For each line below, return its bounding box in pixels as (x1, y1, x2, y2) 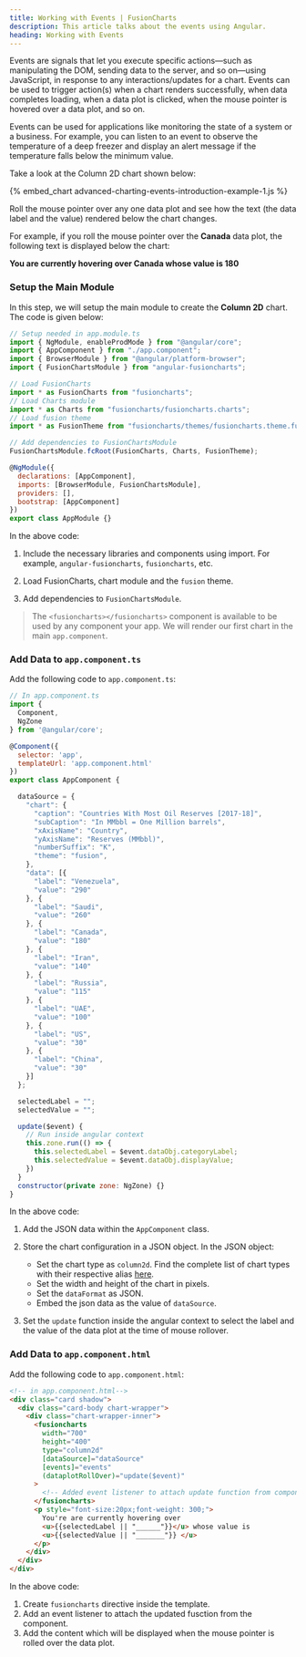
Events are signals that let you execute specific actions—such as (9, 56, 253, 67)
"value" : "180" (33, 937, 92, 946)
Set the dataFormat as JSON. (36, 1288, 144, 1300)
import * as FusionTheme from (9, 421, 125, 431)
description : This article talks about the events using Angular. (9, 22, 267, 31)
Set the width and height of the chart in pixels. (36, 1279, 209, 1289)
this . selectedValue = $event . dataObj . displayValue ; (33, 1155, 234, 1165)
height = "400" (42, 1437, 92, 1446)
